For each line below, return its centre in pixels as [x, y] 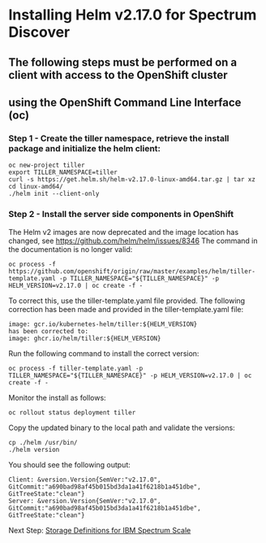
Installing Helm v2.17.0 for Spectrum [133, 15]
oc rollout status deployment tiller [72, 412]
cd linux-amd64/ [36, 187]
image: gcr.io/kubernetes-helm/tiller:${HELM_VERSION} [103, 324]
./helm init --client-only [54, 194]
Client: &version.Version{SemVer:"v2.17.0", [85, 480]
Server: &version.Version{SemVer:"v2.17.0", [85, 501]
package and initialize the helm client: [84, 148]
